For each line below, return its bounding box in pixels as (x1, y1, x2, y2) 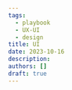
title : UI (8, 41, 41, 49)
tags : (8, 11, 26, 20)
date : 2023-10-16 (8, 48, 65, 56)
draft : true (8, 70, 47, 77)
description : (8, 56, 51, 63)
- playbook (15, 19, 51, 27)
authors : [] (8, 63, 47, 70)
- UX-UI (15, 26, 41, 34)
